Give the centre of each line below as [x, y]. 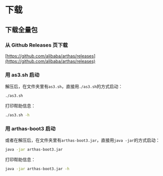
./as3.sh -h [17, 115]
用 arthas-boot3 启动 [30, 128]
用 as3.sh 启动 [22, 75]
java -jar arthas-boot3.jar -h [37, 169]
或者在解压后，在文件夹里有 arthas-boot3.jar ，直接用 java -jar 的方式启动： [82, 140]
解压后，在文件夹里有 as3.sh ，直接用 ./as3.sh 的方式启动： [64, 87]
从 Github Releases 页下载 [37, 45]
